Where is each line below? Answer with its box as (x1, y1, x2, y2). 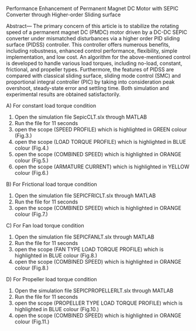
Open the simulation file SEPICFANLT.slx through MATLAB (14, 233, 154, 240)
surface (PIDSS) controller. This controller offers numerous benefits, (6, 41, 171, 48)
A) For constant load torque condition (6, 102, 97, 109)
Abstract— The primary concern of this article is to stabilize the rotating (6, 23, 179, 29)
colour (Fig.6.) (14, 170, 49, 176)
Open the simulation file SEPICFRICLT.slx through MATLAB (14, 192, 156, 199)
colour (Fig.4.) (14, 144, 49, 151)
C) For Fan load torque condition (6, 222, 84, 229)
